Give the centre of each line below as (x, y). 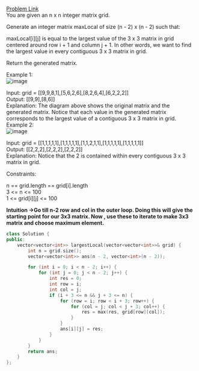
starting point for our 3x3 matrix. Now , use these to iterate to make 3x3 (97, 216)
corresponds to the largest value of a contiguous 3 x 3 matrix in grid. (91, 118)
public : (16, 239)
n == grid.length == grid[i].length (47, 185)
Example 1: (20, 75)
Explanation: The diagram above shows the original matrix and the (88, 106)
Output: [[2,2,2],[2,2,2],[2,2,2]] (44, 149)
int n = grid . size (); (55, 251)
